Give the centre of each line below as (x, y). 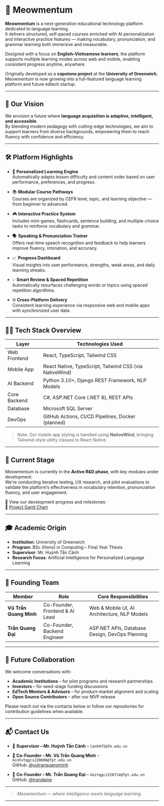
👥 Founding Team (32, 583)
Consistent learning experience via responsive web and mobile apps (81, 305)
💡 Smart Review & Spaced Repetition (50, 279)
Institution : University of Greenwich (48, 542)
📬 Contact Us (27, 732)
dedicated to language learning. (37, 28)
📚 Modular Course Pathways (42, 192)
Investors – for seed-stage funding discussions (60, 686)
